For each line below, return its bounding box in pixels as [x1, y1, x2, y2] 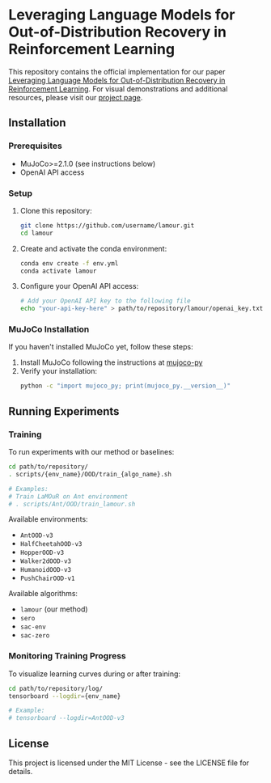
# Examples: [8, 485, 49, 493]
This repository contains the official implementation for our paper [8, 66, 226, 76]
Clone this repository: [19, 205, 92, 215]
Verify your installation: [19, 366, 98, 376]
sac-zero [19, 632, 50, 640]
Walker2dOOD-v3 [19, 557, 72, 565]
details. [8, 767, 33, 777]
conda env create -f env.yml [19, 259, 119, 268]
